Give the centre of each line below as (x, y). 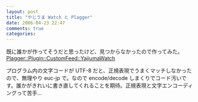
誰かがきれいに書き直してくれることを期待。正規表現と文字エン (94, 86)
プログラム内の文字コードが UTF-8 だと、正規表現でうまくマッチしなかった (99, 71)
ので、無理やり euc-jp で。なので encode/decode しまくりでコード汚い (94, 78)
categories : (21, 34)
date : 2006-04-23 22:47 (36, 23)
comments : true (25, 28)
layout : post (22, 12)
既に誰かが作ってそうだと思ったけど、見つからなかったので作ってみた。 (95, 52)
